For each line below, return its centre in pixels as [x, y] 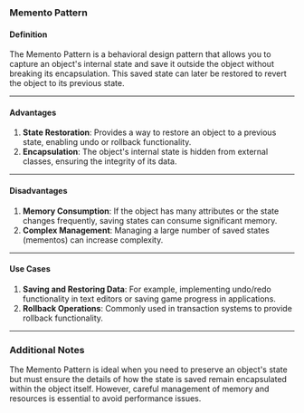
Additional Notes [47, 350]
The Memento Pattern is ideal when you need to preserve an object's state [148, 370]
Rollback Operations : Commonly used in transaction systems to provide [157, 308]
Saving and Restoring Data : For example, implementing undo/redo [147, 289]
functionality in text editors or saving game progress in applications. [149, 298]
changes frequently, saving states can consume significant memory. [150, 220]
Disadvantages [38, 190]
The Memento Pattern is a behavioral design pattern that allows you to [140, 54]
